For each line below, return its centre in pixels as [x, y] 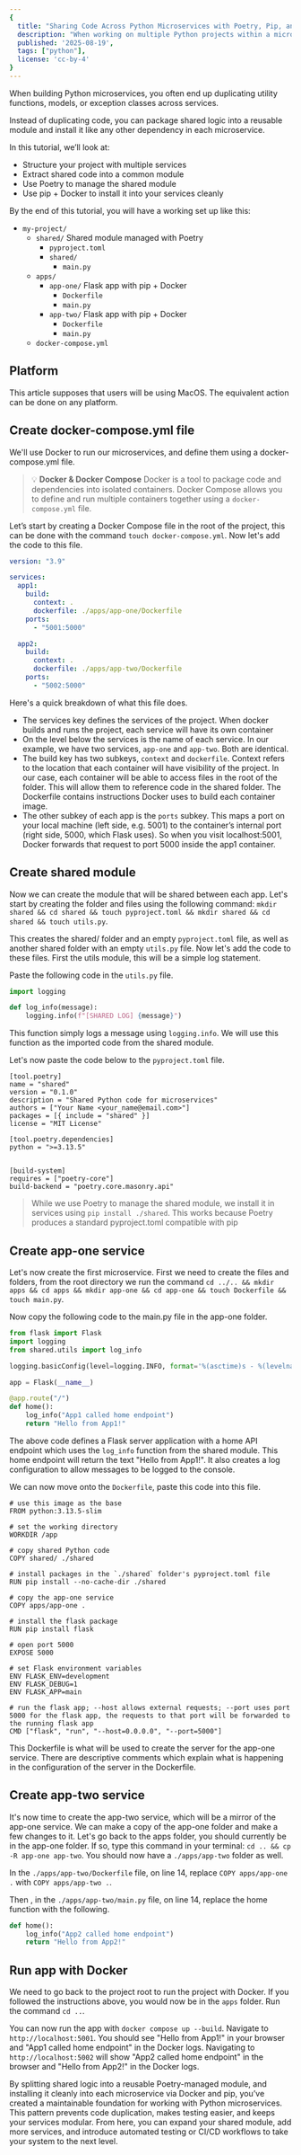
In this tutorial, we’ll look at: [60, 147]
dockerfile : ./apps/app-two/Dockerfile [107, 669]
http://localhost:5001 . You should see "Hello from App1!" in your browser [147, 2038]
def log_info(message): [54, 1007]
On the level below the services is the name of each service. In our [145, 739]
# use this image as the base [66, 1503]
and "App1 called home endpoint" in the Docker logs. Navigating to [132, 2048]
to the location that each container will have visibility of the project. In [150, 767]
